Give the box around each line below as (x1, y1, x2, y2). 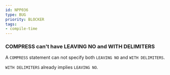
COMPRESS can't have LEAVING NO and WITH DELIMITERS (5, 43, 155, 50)
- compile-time (5, 26, 38, 31)
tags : (5, 21, 17, 27)
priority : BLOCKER (5, 17, 44, 22)
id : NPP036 (5, 7, 29, 13)
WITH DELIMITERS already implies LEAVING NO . (5, 64, 99, 70)
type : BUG (5, 12, 27, 17)
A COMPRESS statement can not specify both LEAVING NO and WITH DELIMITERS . (5, 54, 165, 61)
